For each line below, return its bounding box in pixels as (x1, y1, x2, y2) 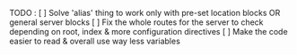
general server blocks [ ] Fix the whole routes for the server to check (9, 17, 264, 27)
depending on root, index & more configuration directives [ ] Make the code (9, 27, 289, 36)
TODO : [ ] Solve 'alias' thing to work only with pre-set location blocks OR (9, 8, 281, 18)
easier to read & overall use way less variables (9, 35, 181, 46)
